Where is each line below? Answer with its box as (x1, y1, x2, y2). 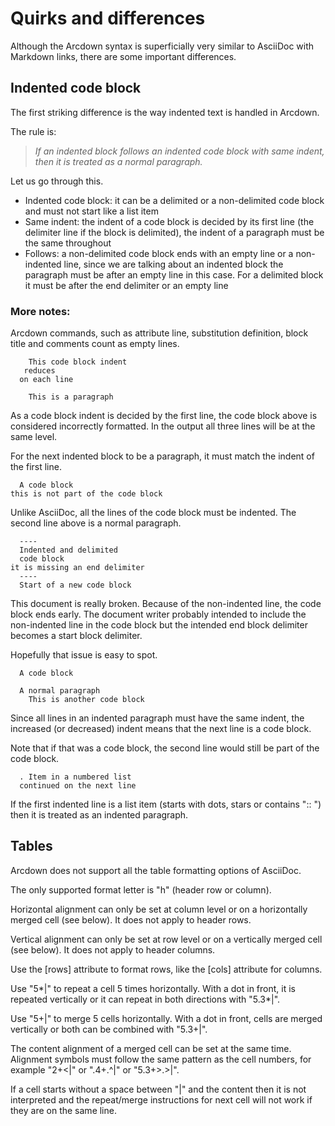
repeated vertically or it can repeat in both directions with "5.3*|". (10, 993, 281, 1005)
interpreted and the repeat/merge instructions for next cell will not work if (10, 1093, 313, 1106)
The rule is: (10, 125, 57, 137)
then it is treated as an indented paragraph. (10, 809, 189, 821)
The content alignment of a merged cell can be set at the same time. (10, 1042, 292, 1054)
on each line (19, 375, 74, 385)
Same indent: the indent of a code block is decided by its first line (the (24, 215, 315, 227)
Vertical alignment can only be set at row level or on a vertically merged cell (10, 933, 323, 945)
